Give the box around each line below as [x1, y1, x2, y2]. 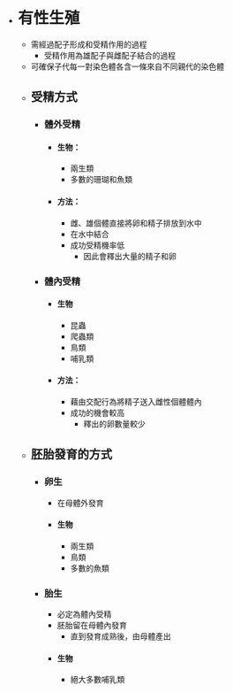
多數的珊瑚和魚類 [70, 174, 132, 185]
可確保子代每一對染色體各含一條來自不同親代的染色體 [30, 61, 225, 72]
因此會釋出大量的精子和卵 [83, 250, 177, 261]
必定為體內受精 [56, 609, 112, 620]
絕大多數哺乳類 [70, 674, 125, 685]
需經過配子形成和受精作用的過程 [30, 39, 147, 50]
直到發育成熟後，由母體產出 [70, 631, 171, 642]
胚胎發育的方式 [30, 447, 113, 462]
